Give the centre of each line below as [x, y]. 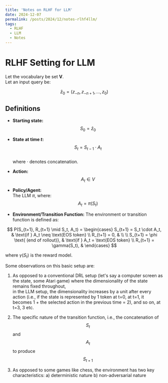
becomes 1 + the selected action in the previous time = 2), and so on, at [87, 302]
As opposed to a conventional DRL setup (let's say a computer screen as [88, 276]
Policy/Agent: [27, 190]
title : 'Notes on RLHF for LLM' [39, 10]
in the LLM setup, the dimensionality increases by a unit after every [82, 292]
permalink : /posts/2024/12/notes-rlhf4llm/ [51, 19]
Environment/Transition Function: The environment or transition [79, 214]
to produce [24, 351]
